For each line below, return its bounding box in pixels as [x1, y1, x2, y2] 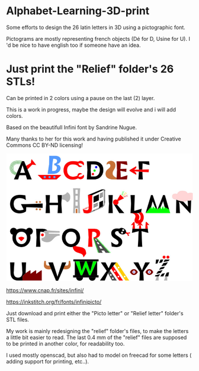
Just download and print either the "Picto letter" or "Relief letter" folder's [6, 309, 184, 316]
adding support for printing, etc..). [6, 357, 89, 365]
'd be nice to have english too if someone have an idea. [6, 41, 141, 49]
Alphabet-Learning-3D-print [6, 4, 150, 18]
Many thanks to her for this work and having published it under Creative [6, 135, 182, 142]
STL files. [6, 316, 30, 323]
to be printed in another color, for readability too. [6, 340, 125, 347]
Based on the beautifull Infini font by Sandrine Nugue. [6, 123, 137, 131]
